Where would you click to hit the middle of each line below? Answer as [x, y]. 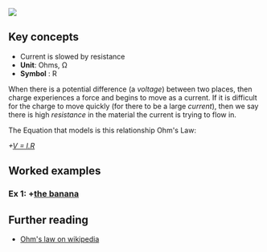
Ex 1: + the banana [43, 194]
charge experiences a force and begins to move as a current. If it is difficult [133, 97]
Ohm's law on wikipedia [60, 239]
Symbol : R [39, 73]
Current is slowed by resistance [72, 56]
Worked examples [55, 171]
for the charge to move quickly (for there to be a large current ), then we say [133, 106]
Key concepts [43, 37]
